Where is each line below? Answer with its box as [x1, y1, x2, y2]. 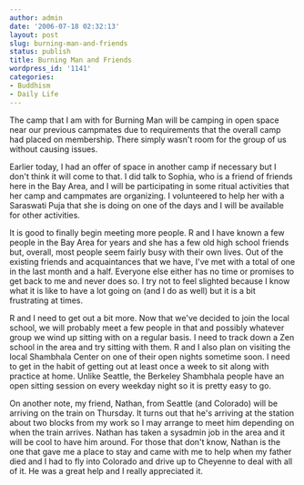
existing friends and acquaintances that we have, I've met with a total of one [9, 256, 296, 267]
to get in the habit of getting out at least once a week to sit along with [9, 360, 269, 371]
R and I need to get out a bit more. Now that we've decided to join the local [9, 312, 289, 323]
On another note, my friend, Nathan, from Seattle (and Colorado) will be [9, 398, 279, 409]
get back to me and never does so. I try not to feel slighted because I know [9, 275, 290, 287]
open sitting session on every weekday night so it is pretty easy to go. [9, 379, 271, 391]
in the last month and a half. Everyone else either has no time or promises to [9, 266, 295, 277]
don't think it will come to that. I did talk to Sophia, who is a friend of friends [9, 170, 293, 182]
